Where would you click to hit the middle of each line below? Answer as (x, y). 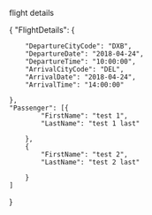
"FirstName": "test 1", (84, 116)
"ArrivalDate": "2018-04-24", (81, 77)
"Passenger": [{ (39, 108)
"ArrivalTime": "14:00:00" (75, 85)
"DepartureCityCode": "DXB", (79, 46)
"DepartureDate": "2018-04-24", (84, 54)
